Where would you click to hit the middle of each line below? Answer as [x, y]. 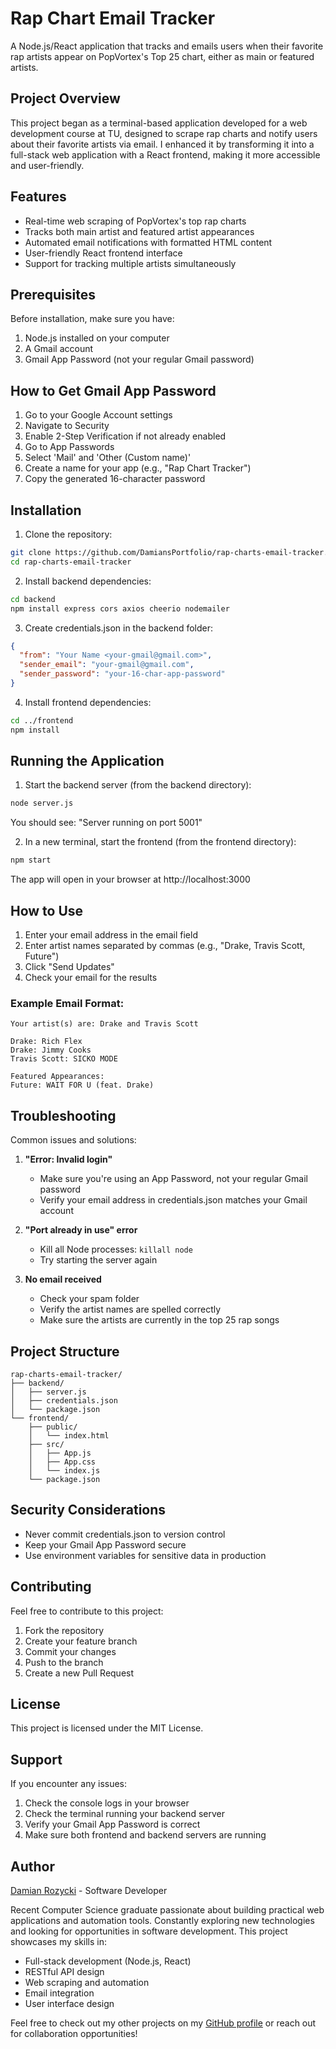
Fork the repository [64, 1630]
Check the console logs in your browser [107, 1803]
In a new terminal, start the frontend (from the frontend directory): [160, 842]
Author [32, 1866]
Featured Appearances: [57, 1077]
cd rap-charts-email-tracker [71, 562]
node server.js [42, 803]
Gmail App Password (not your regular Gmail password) [139, 359]
